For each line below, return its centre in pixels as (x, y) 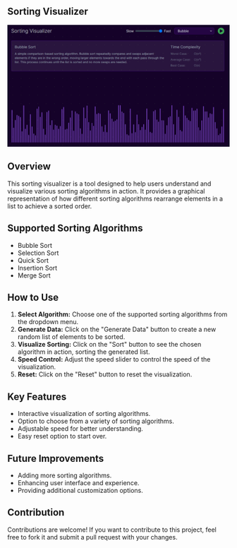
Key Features (37, 397)
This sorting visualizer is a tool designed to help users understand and (109, 184)
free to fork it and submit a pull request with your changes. (92, 537)
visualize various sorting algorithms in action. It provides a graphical (106, 191)
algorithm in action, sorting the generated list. (84, 352)
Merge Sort (34, 275)
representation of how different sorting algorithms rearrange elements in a (115, 198)
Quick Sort (33, 260)
